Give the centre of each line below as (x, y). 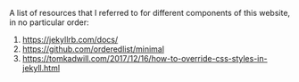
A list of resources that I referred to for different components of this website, (150, 13)
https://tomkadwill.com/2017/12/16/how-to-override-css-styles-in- (145, 58)
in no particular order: (49, 22)
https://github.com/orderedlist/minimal (93, 49)
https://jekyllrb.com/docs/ (70, 40)
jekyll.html (41, 68)
